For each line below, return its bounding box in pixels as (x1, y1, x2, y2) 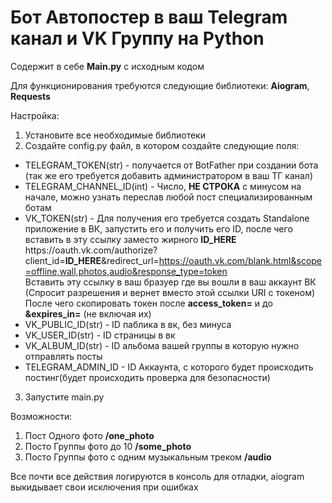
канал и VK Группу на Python (10, 27, 265, 50)
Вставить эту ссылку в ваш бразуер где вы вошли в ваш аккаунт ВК (24, 276, 317, 288)
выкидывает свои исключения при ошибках (10, 481, 199, 493)
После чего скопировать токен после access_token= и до (24, 297, 273, 309)
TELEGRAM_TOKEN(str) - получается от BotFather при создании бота (24, 159, 319, 171)
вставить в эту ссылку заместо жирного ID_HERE (24, 233, 237, 245)
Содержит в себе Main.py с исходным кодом (10, 60, 205, 72)
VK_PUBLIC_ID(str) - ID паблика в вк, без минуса (24, 318, 232, 330)
